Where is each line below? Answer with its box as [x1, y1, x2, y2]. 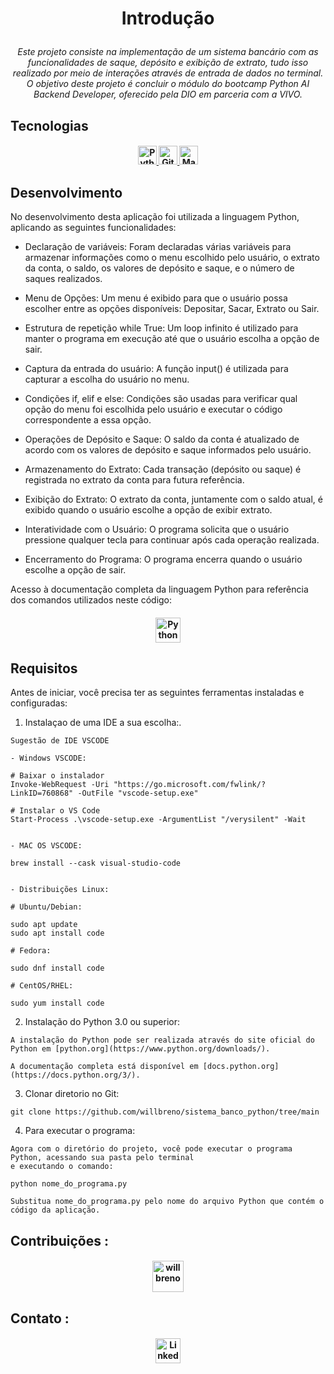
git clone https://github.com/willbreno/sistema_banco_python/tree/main [10, 1107, 320, 1117]
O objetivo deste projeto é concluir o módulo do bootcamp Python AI [26, 78, 310, 90]
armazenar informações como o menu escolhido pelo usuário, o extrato [24, 251, 320, 263]
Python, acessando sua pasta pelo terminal [10, 1153, 195, 1163]
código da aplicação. [10, 1205, 101, 1216]
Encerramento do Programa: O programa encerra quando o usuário [24, 553, 303, 565]
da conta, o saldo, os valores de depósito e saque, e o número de [24, 262, 295, 274]
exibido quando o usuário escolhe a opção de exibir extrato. [24, 503, 273, 516]
